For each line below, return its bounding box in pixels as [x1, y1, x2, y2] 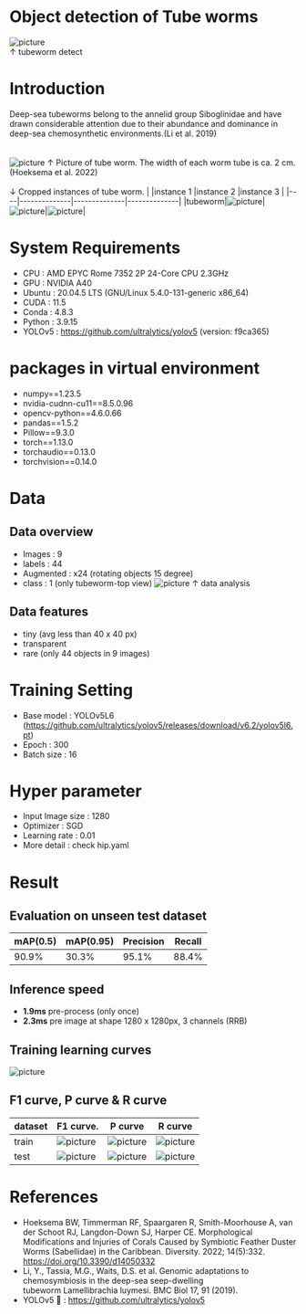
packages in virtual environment [9, 358, 260, 378]
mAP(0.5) [14, 935, 57, 948]
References [9, 1187, 98, 1207]
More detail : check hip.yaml [22, 840, 129, 851]
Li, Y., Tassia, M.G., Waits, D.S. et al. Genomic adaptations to [22, 1265, 250, 1276]
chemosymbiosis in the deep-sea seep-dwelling [22, 1275, 204, 1286]
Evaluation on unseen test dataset [9, 909, 208, 924]
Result [9, 872, 59, 892]
